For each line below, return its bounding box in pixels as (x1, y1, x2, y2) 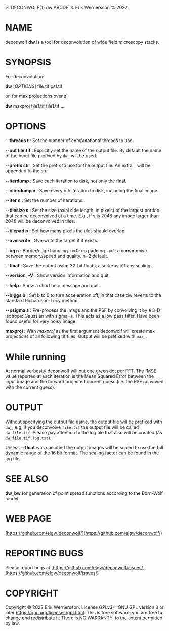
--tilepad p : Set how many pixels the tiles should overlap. (5, 228, 126, 234)
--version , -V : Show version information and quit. (5, 272, 110, 278)
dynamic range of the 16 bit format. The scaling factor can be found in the (5, 450, 159, 456)
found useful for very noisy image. (5, 318, 77, 324)
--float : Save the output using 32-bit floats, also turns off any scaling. (5, 262, 152, 268)
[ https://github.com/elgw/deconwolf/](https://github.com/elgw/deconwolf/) (5, 530, 163, 536)
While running (5, 351, 66, 362)
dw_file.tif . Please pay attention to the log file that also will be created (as (5, 429, 162, 435)
